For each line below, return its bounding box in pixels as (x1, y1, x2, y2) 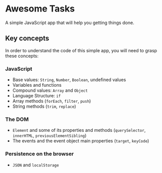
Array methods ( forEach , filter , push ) (12, 98, 91, 104)
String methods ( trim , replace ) (12, 103, 76, 109)
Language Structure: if (12, 93, 61, 99)
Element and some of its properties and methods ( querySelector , (12, 127, 146, 133)
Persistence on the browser (5, 150, 74, 157)
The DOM (5, 116, 29, 123)
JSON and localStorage (12, 161, 59, 168)
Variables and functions (12, 82, 62, 88)
